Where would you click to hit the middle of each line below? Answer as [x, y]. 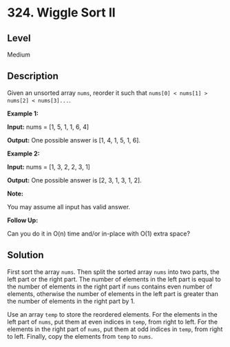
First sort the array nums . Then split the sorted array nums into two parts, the [113, 272]
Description [33, 76]
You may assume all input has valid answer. [69, 207]
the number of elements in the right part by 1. [71, 301]
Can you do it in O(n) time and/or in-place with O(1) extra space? [99, 233]
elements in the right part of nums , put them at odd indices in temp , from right [115, 329]
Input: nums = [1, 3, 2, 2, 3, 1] [49, 167]
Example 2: [23, 154]
